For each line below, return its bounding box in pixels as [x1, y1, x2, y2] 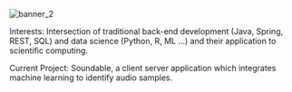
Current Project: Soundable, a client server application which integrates [9, 63, 277, 73]
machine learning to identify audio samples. [9, 72, 173, 83]
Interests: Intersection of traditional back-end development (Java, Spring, [9, 26, 284, 36]
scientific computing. [9, 45, 89, 56]
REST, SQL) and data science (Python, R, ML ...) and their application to [9, 36, 277, 46]
